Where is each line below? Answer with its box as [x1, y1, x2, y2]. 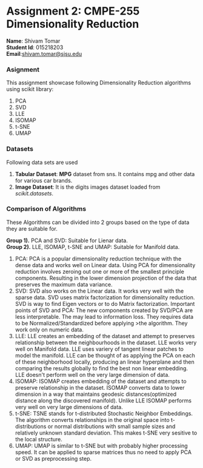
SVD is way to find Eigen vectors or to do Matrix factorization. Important [15, 300, 195, 307]
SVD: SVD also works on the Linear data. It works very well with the [15, 287, 184, 294]
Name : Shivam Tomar [6, 37, 61, 44]
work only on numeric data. [15, 326, 84, 333]
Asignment [6, 65, 39, 73]
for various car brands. [15, 177, 73, 184]
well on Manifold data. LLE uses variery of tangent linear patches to [15, 345, 184, 353]
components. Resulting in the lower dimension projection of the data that [15, 274, 197, 282]
